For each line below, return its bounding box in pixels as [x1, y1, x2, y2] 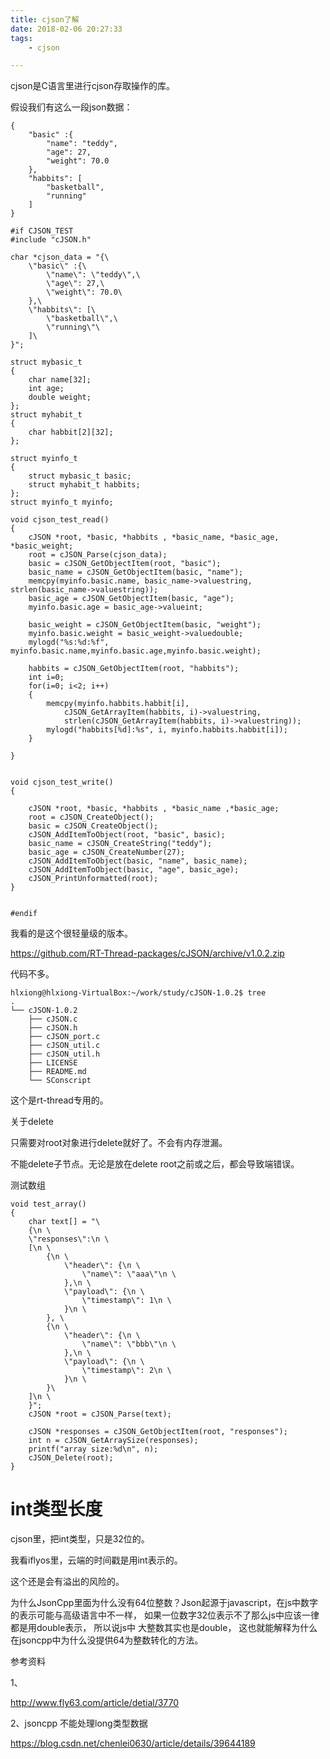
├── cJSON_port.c [28, 1032, 101, 1042]
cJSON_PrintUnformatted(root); [28, 874, 159, 884]
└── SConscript [28, 1076, 92, 1086]
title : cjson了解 [10, 14, 80, 25]
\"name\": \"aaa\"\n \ [81, 1269, 177, 1280]
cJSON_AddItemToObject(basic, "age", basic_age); [28, 865, 240, 875]
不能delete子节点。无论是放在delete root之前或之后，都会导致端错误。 [10, 1158, 300, 1170]
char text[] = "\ [28, 1217, 101, 1227]
